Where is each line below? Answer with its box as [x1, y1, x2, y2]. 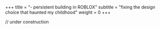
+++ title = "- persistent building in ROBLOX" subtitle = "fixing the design [5, 4, 155, 10]
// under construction [5, 19, 49, 25]
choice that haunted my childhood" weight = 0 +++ [5, 9, 111, 15]
